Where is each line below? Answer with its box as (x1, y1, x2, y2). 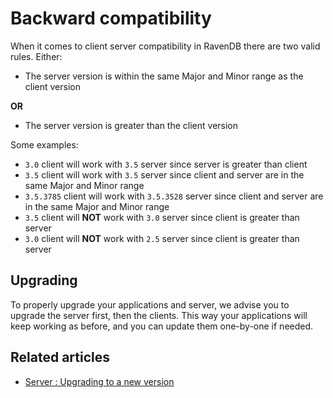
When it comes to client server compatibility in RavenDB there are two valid (10, 40, 321, 52)
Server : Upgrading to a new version (24, 375, 175, 387)
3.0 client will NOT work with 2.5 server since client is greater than (24, 232, 300, 244)
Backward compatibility (10, 7, 212, 30)
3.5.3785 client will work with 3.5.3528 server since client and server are (24, 190, 324, 202)
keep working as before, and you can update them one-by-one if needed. (10, 320, 314, 332)
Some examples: (10, 138, 79, 151)
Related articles (10, 349, 110, 366)
